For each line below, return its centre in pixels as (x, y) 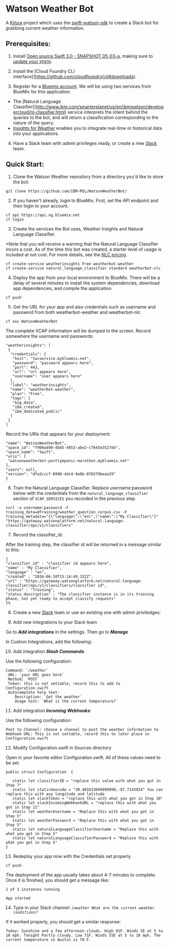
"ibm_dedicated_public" (37, 411)
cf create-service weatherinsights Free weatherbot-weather (70, 264)
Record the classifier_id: (38, 535)
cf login (15, 220)
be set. (13, 763)
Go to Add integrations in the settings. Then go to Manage (67, 632)
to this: (13, 550)
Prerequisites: (28, 44)
